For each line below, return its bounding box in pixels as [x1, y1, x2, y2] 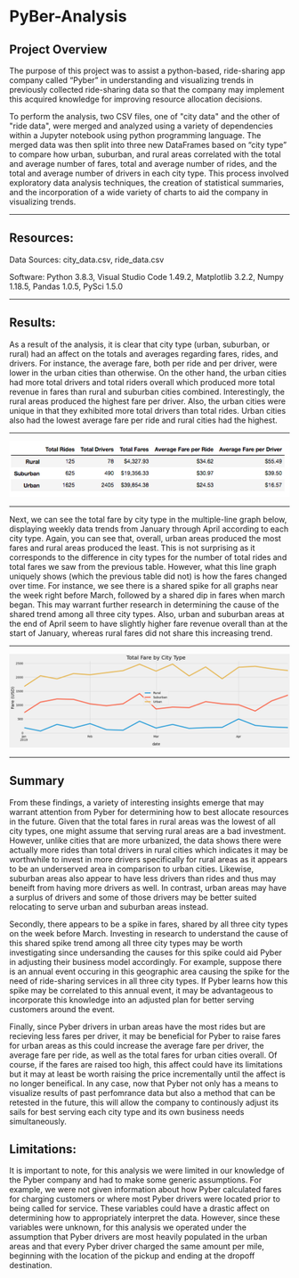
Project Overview [9, 42, 108, 57]
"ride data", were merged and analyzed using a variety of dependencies [9, 120, 273, 131]
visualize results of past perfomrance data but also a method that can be [9, 1087, 276, 1098]
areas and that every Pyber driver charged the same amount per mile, [9, 1241, 265, 1252]
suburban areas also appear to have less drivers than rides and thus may [9, 872, 277, 884]
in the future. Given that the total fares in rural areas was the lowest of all [9, 816, 276, 827]
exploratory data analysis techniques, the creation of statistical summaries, [9, 177, 285, 188]
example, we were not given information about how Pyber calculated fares [9, 1184, 282, 1195]
